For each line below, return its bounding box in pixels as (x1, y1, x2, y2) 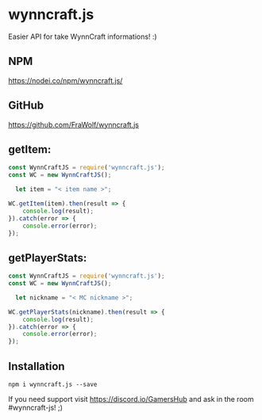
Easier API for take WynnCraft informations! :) (8, 32, 157, 41)
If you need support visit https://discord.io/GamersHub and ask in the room (8, 395, 254, 403)
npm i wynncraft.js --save (8, 380, 98, 388)
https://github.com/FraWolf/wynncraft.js (8, 120, 140, 129)
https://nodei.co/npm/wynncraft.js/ (8, 75, 123, 85)
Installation (8, 359, 65, 373)
